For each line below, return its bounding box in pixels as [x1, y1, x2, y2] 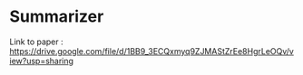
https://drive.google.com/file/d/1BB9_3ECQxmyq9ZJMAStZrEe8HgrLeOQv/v [9, 45, 295, 56]
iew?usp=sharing [9, 55, 74, 66]
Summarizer [9, 6, 104, 27]
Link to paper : [9, 36, 64, 47]
